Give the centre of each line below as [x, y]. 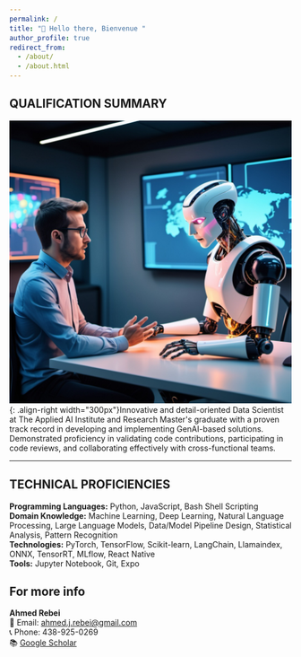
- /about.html [43, 66]
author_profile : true [50, 38]
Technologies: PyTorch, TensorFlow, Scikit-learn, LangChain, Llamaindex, [146, 544]
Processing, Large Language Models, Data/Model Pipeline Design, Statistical [150, 525]
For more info [47, 592]
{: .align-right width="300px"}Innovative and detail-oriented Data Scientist [146, 409]
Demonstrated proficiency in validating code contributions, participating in [146, 438]
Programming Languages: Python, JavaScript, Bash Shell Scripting [134, 506]
